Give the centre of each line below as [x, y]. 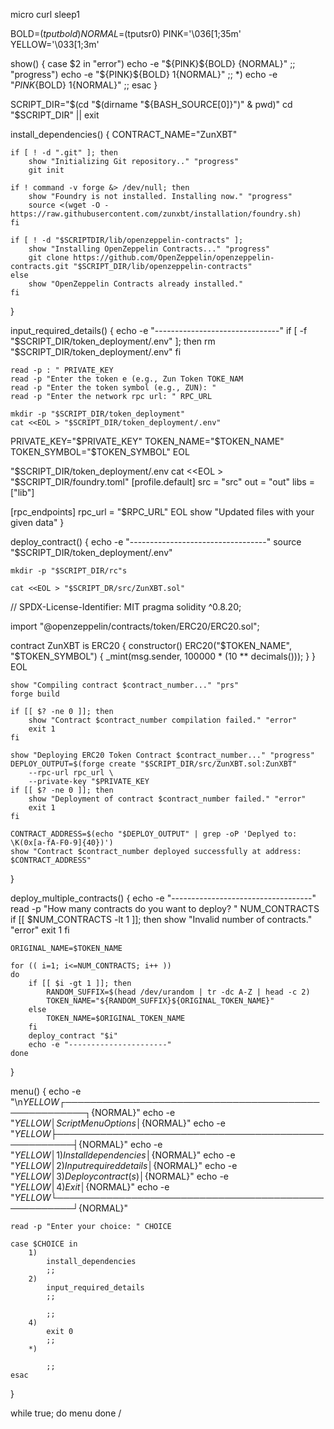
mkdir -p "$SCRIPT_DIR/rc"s [69, 571]
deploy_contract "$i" [73, 1036]
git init [46, 170]
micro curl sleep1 [45, 14]
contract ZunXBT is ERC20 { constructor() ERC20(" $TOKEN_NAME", [151, 645]
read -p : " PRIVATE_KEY [62, 370]
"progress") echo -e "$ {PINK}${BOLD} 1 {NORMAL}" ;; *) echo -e [144, 74]
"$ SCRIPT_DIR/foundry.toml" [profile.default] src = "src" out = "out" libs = [162, 482]
